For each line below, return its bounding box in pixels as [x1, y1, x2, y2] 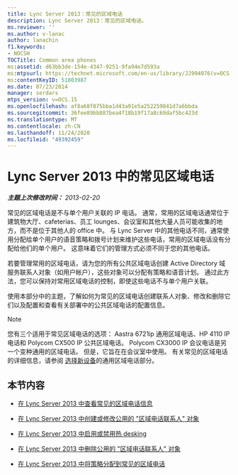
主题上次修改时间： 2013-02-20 [7, 193, 101, 202]
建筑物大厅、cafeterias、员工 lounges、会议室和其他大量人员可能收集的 [7, 217, 217, 226]
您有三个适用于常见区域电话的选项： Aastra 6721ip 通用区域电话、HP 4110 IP [7, 329, 230, 338]
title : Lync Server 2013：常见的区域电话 [7, 10, 123, 18]
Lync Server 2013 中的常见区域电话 [7, 168, 215, 185]
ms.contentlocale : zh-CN [7, 122, 81, 130]
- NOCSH [7, 50, 30, 58]
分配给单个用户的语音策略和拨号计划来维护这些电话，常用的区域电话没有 [13, 235, 225, 244]
